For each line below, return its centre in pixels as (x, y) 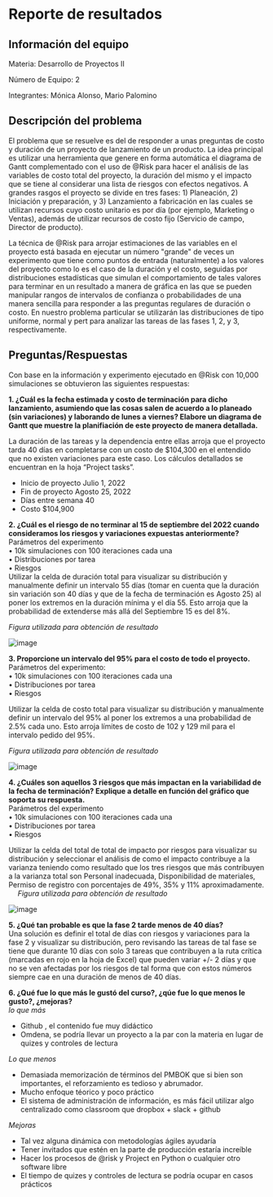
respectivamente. (38, 329)
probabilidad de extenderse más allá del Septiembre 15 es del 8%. (119, 611)
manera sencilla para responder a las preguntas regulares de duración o (130, 303)
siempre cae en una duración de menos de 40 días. (95, 977)
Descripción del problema (75, 121)
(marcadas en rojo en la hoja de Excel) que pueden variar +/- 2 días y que (132, 959)
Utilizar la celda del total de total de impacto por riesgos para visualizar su (133, 850)
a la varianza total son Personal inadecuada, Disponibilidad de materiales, (132, 876)
